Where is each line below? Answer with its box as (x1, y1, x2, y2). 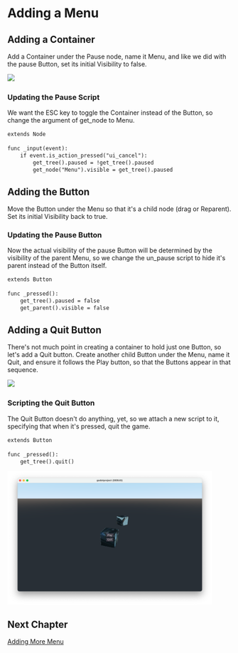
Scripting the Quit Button (7, 398, 95, 408)
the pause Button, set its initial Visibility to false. (7, 60, 147, 68)
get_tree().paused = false (20, 297, 100, 304)
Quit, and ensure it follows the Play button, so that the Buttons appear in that (7, 358, 231, 366)
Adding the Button (7, 185, 90, 197)
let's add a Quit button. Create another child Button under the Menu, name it (7, 351, 230, 359)
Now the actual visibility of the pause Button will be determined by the (7, 246, 213, 254)
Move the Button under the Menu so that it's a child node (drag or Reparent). (7, 205, 232, 213)
